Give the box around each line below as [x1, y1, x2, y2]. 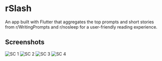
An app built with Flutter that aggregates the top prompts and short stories [5, 19, 154, 25]
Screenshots [5, 38, 45, 46]
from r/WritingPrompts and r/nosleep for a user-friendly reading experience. [5, 24, 158, 30]
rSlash [5, 3, 32, 14]
